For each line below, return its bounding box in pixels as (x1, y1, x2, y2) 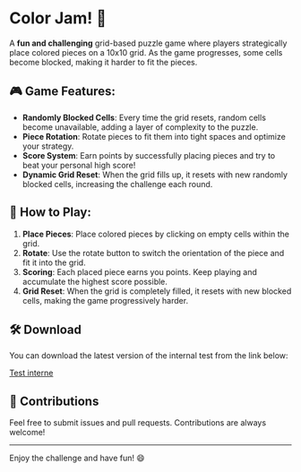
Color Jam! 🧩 (9, 8, 107, 29)
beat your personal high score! (21, 159, 136, 170)
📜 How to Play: (9, 205, 91, 220)
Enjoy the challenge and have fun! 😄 (9, 452, 145, 464)
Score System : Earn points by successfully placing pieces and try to (21, 150, 276, 160)
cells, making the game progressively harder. (21, 295, 189, 305)
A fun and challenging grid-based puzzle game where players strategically (9, 38, 288, 48)
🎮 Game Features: (9, 84, 116, 99)
